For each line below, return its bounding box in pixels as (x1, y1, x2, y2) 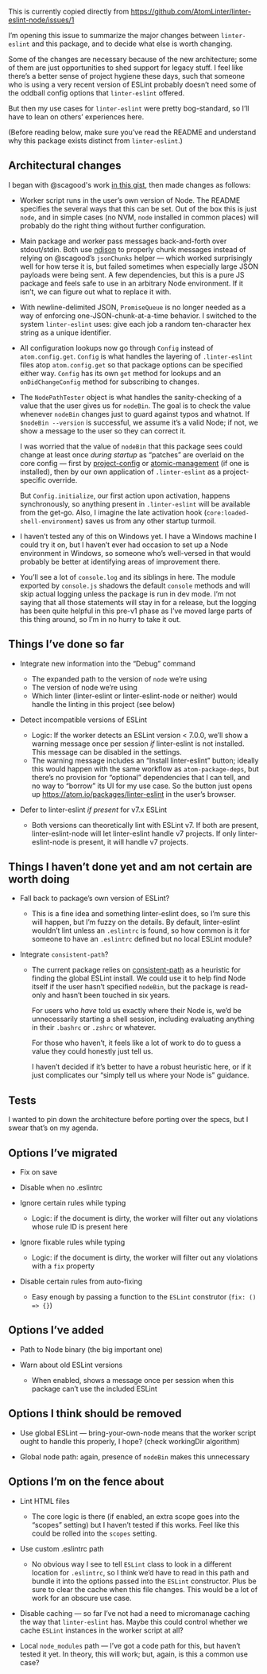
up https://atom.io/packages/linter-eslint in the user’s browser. (31, 789, 236, 798)
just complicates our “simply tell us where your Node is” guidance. (31, 1070, 250, 1080)
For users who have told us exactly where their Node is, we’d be (31, 1006, 242, 1016)
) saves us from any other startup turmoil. (80, 516, 217, 526)
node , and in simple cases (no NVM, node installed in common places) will (19, 212, 259, 222)
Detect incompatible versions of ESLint (19, 715, 147, 724)
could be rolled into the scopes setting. (31, 1528, 157, 1538)
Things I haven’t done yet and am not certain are (8, 860, 253, 874)
